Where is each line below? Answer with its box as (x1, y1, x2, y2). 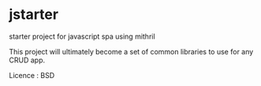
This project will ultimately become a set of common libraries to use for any (9, 47, 254, 56)
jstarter (9, 6, 58, 24)
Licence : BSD (9, 70, 55, 80)
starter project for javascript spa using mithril (9, 32, 156, 41)
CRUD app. (9, 55, 46, 65)
